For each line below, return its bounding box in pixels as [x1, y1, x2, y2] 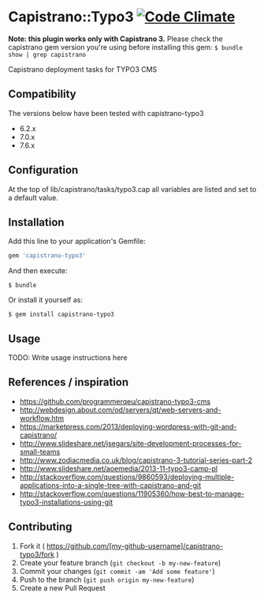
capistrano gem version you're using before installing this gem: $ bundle [8, 42, 243, 51]
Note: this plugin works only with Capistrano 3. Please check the [8, 34, 223, 43]
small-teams [19, 447, 61, 456]
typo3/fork [19, 549, 55, 559]
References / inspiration [8, 376, 129, 389]
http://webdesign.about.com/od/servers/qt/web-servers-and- [19, 405, 221, 414]
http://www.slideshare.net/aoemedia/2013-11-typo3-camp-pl [19, 463, 218, 473]
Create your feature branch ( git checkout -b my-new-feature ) [19, 557, 221, 568]
